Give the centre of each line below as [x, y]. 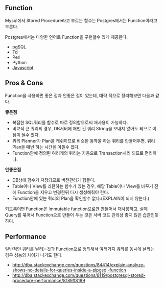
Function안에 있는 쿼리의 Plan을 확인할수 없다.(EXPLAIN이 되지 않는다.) [81, 198]
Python [19, 62]
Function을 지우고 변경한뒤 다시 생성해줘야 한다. [63, 192]
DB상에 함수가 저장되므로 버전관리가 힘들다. [54, 180]
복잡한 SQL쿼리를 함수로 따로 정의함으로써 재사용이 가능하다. [70, 122]
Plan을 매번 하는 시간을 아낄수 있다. [46, 147]
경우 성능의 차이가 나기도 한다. [34, 255]
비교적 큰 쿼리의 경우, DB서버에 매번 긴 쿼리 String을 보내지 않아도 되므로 [82, 128]
